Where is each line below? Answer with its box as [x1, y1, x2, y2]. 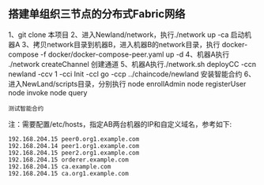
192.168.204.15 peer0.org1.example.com [8, 135, 140, 143]
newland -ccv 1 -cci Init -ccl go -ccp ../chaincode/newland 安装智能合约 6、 [8, 69, 255, 79]
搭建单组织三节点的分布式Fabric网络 [8, 7, 186, 21]
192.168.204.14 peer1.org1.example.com [8, 142, 140, 150]
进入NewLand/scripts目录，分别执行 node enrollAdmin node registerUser [8, 79, 247, 88]
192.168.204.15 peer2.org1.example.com [8, 149, 140, 157]
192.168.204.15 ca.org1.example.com [8, 169, 129, 177]
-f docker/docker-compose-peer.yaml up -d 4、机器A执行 [40, 50, 230, 59]
